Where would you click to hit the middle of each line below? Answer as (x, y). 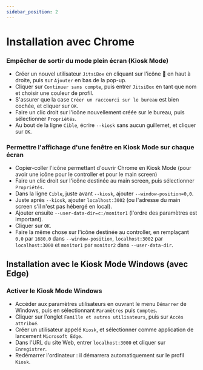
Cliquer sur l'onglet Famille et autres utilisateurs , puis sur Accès (99, 317)
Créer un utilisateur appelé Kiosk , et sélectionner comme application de (104, 329)
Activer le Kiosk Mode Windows (54, 291)
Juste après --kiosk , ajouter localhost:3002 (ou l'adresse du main (98, 200)
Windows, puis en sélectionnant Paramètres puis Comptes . (86, 310)
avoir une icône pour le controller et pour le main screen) (86, 174)
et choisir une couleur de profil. (54, 93)
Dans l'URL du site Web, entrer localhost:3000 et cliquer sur (90, 343)
